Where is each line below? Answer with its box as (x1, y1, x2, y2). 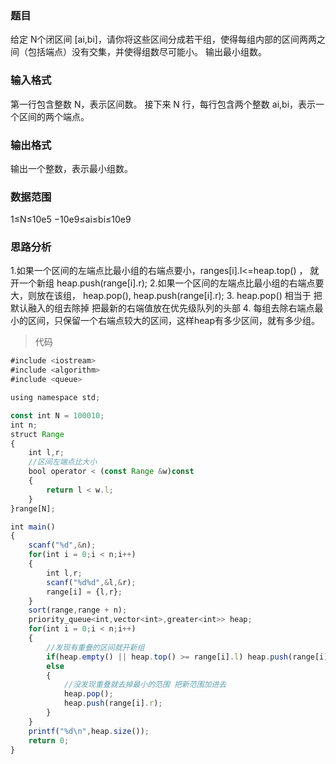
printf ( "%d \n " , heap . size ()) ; (28, 726, 150, 736)
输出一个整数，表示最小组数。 (10, 162, 133, 174)
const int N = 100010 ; (10, 410, 105, 421)
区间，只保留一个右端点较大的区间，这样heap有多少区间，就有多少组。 (27, 315, 321, 327)
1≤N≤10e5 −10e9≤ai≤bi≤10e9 (10, 213, 132, 226)
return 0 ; (28, 735, 70, 746)
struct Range (10, 429, 65, 439)
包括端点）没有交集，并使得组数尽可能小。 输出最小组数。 (27, 46, 267, 58)
